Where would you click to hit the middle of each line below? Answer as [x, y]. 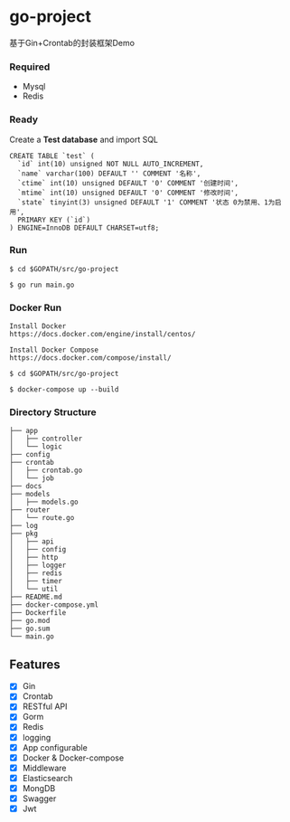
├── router [30, 510]
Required [30, 67]
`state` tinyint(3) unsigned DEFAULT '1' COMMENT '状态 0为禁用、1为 [146, 202]
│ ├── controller [46, 439]
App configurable [55, 747]
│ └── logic [36, 447]
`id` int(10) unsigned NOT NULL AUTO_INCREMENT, [111, 164]
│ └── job [32, 478]
